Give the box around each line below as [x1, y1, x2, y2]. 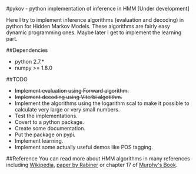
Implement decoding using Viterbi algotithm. [14, 94, 122, 100]
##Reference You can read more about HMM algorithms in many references [6, 155, 190, 162]
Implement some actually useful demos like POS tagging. [14, 144, 153, 150]
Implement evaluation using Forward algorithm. [14, 87, 129, 94]
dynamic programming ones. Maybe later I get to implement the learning [6, 29, 182, 36]
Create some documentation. [14, 125, 86, 132]
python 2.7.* [14, 58, 45, 65]
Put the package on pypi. [14, 131, 76, 138]
